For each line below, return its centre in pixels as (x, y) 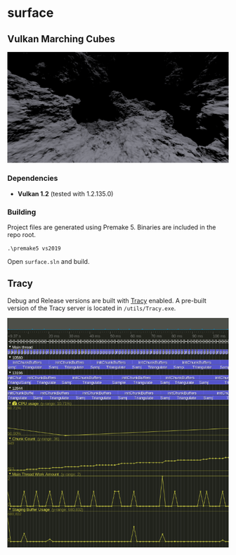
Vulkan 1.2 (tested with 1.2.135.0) (65, 193)
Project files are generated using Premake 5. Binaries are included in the (112, 227)
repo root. (22, 235)
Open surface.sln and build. (48, 262)
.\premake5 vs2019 (34, 249)
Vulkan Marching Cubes (61, 39)
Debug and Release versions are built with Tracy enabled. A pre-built (107, 300)
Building (22, 212)
